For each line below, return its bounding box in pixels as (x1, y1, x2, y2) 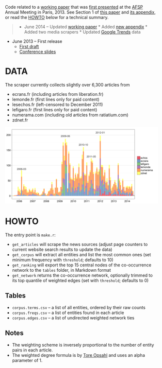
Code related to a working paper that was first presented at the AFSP (5, 4, 143, 10)
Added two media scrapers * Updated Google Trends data (24, 29, 141, 35)
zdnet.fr (12, 117, 28, 123)
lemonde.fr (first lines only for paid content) (12, 96, 99, 102)
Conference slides (19, 49, 56, 54)
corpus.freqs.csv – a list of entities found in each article (12, 310, 125, 315)
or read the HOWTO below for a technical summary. (5, 15, 109, 20)
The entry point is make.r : (5, 232, 56, 238)
